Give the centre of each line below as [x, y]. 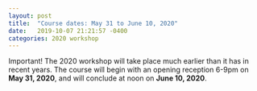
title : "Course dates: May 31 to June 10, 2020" [93, 23]
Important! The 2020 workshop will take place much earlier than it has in [129, 61]
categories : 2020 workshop [54, 38]
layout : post [30, 16]
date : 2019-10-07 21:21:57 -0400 [68, 31]
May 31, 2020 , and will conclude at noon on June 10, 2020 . [108, 78]
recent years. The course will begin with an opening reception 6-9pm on [128, 70]
